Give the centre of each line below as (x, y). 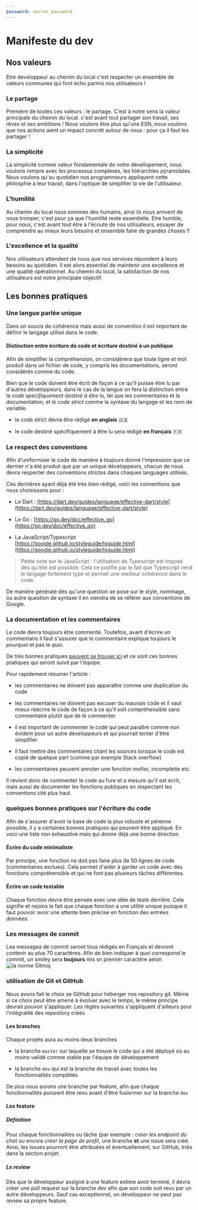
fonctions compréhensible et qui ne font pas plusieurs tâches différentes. (95, 873)
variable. (17, 408)
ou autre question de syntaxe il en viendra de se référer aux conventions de (98, 598)
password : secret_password (39, 12)
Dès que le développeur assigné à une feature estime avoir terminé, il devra (98, 1182)
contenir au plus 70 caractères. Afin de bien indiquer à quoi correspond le (96, 953)
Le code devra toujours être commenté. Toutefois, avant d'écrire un (88, 632)
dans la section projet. (33, 1153)
